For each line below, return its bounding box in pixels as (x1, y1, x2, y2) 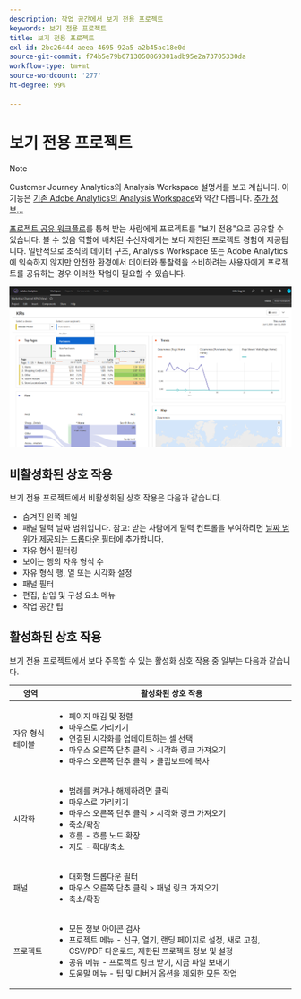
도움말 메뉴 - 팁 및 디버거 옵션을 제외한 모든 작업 (68, 969, 237, 979)
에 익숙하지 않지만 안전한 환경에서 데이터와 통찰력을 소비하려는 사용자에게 (9, 256, 266, 267)
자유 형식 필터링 (21, 545, 78, 556)
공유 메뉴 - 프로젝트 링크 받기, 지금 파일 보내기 (68, 957, 230, 968)
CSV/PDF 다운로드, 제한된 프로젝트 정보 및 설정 (68, 946, 234, 957)
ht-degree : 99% (9, 81, 66, 90)
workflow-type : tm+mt (9, 62, 90, 71)
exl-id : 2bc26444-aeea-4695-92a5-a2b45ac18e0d (9, 43, 186, 52)
